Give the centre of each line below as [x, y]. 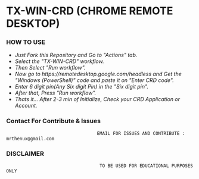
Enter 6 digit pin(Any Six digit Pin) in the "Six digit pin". [82, 87]
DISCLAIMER [25, 153]
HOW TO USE [26, 42]
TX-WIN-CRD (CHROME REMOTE [90, 11]
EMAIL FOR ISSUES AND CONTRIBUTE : [141, 133]
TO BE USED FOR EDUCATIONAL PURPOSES [146, 166]
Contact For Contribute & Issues [54, 121]
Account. [26, 106]
